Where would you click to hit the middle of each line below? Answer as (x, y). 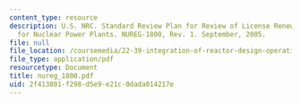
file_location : (38, 51)
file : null (30, 43)
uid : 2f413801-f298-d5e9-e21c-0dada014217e (92, 84)
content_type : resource (54, 17)
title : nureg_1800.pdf (52, 76)
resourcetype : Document (54, 68)
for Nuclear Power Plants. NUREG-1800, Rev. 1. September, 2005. (142, 34)
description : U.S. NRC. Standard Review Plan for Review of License (140, 26)
